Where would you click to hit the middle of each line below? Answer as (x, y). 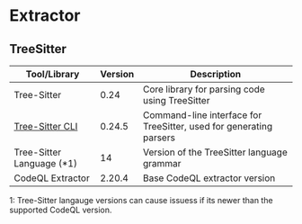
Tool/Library (53, 74)
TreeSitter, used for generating (207, 126)
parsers (159, 138)
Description (216, 74)
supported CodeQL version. (61, 210)
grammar (162, 163)
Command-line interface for (202, 115)
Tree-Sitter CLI (46, 126)
